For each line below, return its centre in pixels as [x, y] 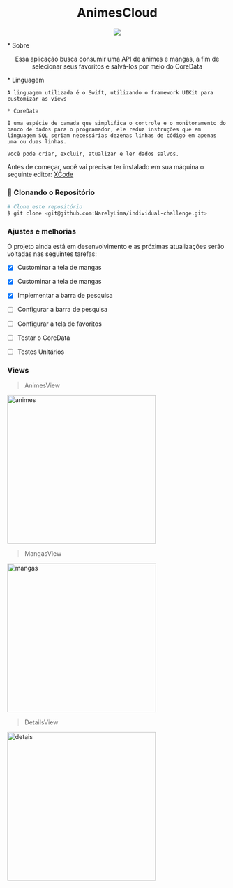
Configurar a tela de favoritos [60, 324]
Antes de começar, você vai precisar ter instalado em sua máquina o [106, 166]
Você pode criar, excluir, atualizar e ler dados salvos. [93, 154]
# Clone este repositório [45, 207]
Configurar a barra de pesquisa [62, 310]
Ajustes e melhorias [42, 231]
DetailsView [41, 722]
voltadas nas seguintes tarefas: [52, 254]
